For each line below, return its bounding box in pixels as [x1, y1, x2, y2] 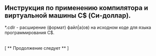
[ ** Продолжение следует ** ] [4, 45, 69, 51]
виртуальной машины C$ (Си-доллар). [4, 12, 131, 20]
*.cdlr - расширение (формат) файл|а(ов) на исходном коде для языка [4, 24, 152, 30]
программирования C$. [4, 29, 55, 36]
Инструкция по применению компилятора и [4, 4, 148, 12]
